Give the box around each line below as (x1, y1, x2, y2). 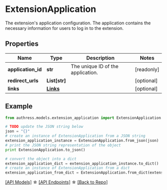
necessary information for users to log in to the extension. (5, 25, 124, 31)
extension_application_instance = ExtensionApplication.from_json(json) (5, 138, 159, 143)
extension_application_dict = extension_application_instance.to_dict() (5, 161, 159, 166)
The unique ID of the (71, 63, 119, 70)
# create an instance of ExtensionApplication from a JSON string (5, 133, 146, 139)
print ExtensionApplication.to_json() (5, 147, 85, 152)
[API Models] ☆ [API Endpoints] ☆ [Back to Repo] (5, 179, 108, 185)
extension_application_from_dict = (5, 170, 79, 175)
